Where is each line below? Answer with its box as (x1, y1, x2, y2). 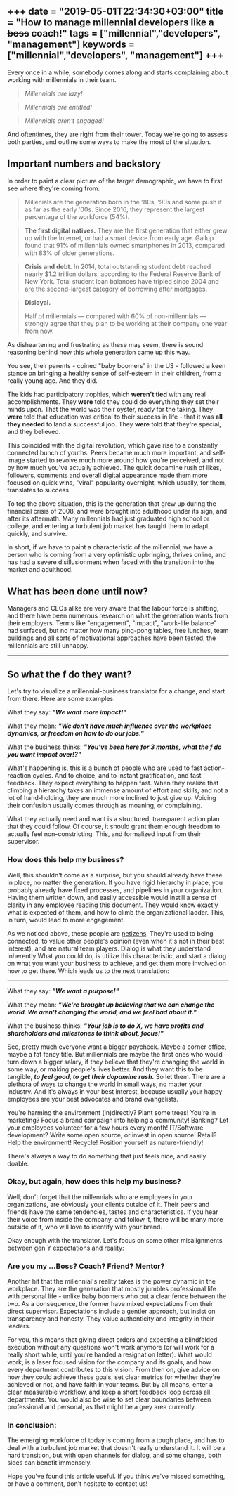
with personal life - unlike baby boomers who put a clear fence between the (7, 1292, 227, 1300)
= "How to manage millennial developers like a (7, 17, 214, 29)
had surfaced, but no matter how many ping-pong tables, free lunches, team (7, 627, 229, 635)
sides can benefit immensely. (7, 1458, 92, 1467)
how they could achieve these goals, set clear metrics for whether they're (7, 1373, 221, 1381)
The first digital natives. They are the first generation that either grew (24, 226, 228, 235)
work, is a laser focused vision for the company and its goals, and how (7, 1358, 211, 1366)
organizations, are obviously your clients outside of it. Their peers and (7, 1200, 210, 1208)
